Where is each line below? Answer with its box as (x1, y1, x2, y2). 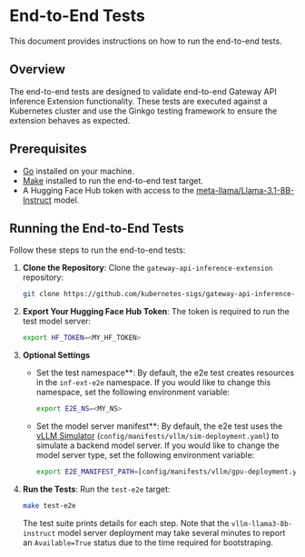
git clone (22, 290, 61, 299)
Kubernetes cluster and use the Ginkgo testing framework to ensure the (9, 105, 278, 116)
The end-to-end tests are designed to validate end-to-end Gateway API (9, 85, 277, 96)
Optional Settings (22, 350, 91, 361)
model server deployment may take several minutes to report (57, 527, 286, 538)
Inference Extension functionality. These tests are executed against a (9, 95, 268, 106)
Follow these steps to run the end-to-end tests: (9, 244, 186, 255)
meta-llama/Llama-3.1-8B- (196, 184, 295, 195)
